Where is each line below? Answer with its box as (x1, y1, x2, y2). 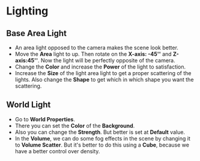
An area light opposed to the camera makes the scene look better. (14, 44, 179, 51)
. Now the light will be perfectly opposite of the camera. (38, 57, 175, 64)
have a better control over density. (14, 147, 100, 154)
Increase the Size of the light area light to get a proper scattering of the (14, 70, 192, 76)
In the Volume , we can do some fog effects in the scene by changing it (14, 135, 191, 142)
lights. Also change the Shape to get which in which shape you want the (14, 76, 194, 83)
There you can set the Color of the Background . (14, 122, 135, 129)
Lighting (6, 4, 49, 18)
